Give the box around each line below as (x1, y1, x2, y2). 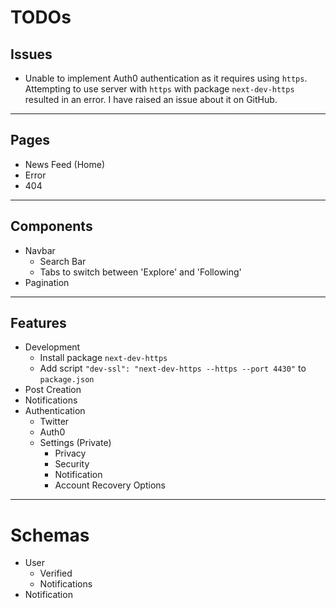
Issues (10, 46, 53, 63)
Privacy (54, 447, 87, 460)
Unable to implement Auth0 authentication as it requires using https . (24, 72, 308, 84)
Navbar (24, 244, 56, 256)
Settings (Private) (39, 437, 112, 449)
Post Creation (24, 384, 82, 396)
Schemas (10, 524, 90, 546)
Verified (39, 567, 73, 580)
